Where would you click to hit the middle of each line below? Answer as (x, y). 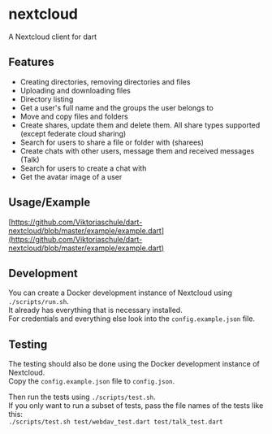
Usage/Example (50, 203)
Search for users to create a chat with (83, 168)
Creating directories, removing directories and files (105, 81)
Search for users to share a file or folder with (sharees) (112, 142)
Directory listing (47, 99)
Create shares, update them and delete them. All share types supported (140, 125)
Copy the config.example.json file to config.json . (92, 381)
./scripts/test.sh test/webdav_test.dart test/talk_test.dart (116, 422)
